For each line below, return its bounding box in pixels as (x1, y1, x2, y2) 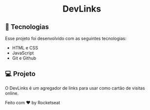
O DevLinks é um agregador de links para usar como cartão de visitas (5, 85, 145, 91)
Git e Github (12, 55, 37, 61)
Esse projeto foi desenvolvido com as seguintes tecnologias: (5, 35, 127, 41)
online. (5, 90, 19, 96)
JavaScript (12, 50, 34, 56)
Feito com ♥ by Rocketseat (5, 99, 60, 105)
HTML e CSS (12, 45, 38, 50)
